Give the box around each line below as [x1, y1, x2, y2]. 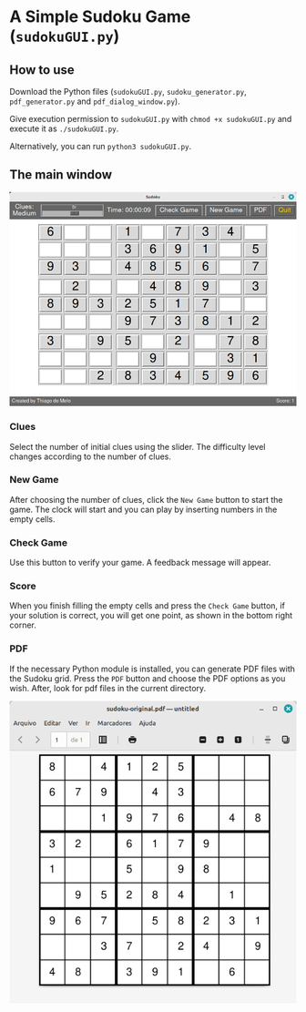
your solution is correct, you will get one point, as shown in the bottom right [9, 610, 293, 621]
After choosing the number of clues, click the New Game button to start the [9, 494, 283, 505]
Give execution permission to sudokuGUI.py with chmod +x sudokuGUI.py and [9, 114, 292, 124]
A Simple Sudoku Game [9, 6, 191, 27]
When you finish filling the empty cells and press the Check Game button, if [9, 600, 285, 611]
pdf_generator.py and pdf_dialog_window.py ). [9, 96, 180, 107]
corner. [9, 619, 36, 630]
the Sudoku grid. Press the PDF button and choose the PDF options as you [9, 672, 286, 684]
